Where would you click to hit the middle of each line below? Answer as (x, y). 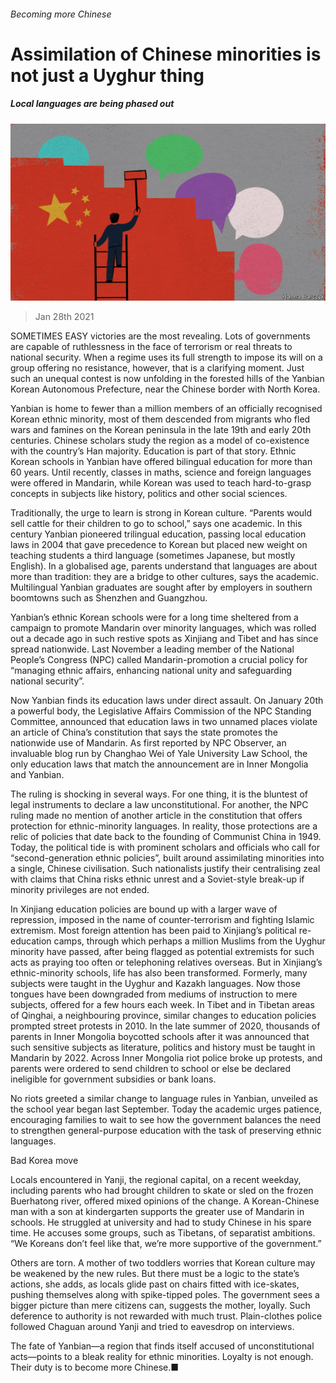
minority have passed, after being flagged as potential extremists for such (162, 952)
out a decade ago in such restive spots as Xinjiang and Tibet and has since (164, 639)
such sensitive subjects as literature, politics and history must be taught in (163, 1047)
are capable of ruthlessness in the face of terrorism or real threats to (151, 347)
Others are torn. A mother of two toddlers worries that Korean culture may (163, 1263)
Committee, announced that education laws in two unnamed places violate (164, 722)
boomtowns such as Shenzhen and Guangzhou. (109, 598)
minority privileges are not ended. (80, 890)
